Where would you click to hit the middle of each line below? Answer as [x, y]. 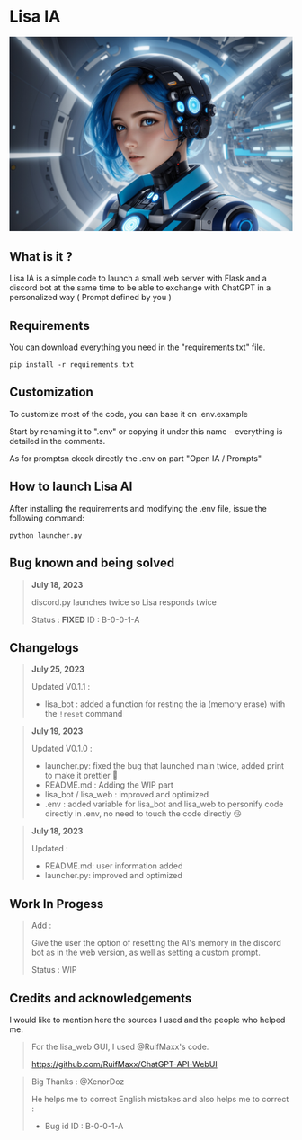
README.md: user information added [114, 866]
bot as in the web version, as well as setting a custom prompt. [146, 953]
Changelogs [44, 648]
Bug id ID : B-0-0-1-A [84, 1126]
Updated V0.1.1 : [61, 687]
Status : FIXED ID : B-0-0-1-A [85, 619]
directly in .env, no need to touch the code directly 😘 [143, 814]
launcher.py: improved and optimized [113, 876]
